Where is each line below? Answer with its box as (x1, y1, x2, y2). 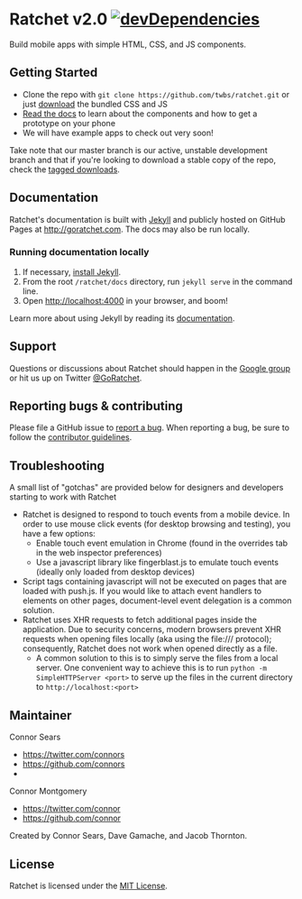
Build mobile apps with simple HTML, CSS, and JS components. (9, 39, 246, 50)
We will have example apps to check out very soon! (22, 127, 214, 138)
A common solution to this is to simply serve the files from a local (35, 653, 279, 664)
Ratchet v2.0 (9, 9, 108, 30)
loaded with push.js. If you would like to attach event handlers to (22, 586, 262, 597)
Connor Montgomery (9, 785, 87, 797)
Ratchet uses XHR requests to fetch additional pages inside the (22, 614, 257, 626)
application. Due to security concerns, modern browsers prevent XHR (22, 624, 282, 635)
